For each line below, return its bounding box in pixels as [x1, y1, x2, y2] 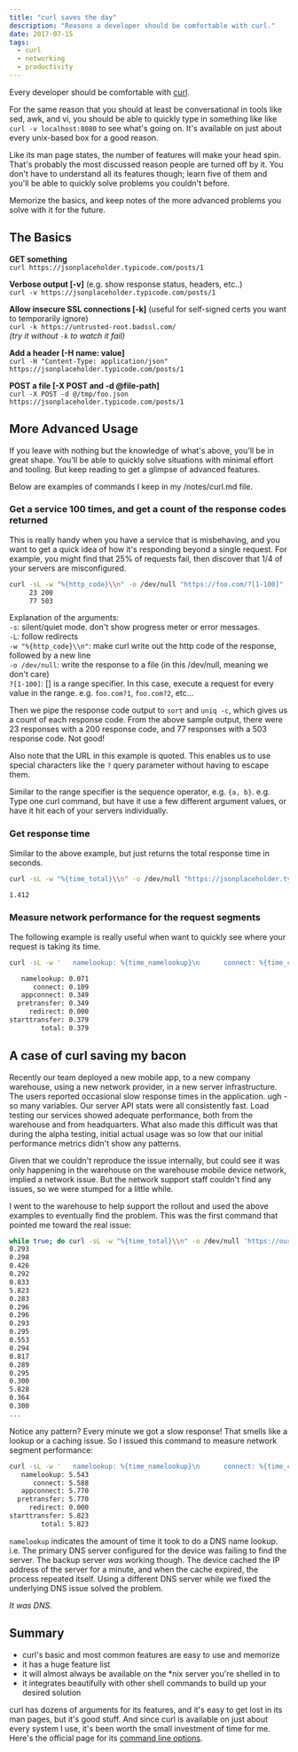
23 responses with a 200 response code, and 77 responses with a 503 [9, 724, 268, 735]
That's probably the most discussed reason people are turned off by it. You [9, 159, 284, 170]
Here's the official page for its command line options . [9, 1732, 203, 1743]
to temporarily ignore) [9, 312, 89, 324]
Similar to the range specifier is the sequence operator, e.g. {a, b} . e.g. [9, 786, 271, 797]
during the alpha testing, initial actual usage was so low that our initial [9, 1128, 263, 1139]
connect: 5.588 [32, 1479, 90, 1488]
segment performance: [9, 1444, 93, 1456]
